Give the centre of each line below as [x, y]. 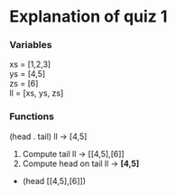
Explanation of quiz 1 [88, 17]
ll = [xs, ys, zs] [37, 93]
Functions [32, 116]
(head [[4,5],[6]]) [54, 181]
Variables [31, 45]
